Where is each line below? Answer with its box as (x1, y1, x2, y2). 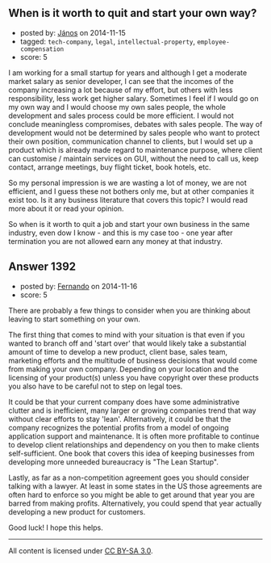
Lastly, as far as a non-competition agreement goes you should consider (8, 473, 250, 482)
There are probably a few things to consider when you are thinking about (8, 305, 251, 315)
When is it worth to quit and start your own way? (8, 6, 257, 20)
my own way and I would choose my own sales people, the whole (8, 102, 226, 111)
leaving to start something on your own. (8, 314, 141, 324)
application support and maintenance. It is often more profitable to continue (8, 431, 260, 441)
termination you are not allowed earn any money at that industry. (8, 236, 223, 246)
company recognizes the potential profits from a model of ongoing (8, 422, 230, 432)
